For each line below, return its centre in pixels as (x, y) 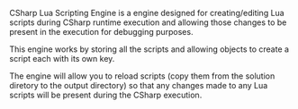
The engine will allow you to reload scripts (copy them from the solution (142, 76)
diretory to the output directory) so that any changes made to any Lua (139, 85)
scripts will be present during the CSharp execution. (106, 95)
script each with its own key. (62, 59)
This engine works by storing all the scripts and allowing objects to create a (149, 49)
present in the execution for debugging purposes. (101, 32)
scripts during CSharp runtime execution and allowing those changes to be (148, 22)
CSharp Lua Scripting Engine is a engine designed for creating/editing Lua (147, 13)
